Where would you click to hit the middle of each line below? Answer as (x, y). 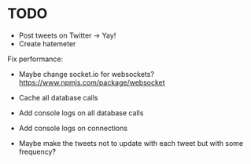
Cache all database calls (59, 97)
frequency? (37, 151)
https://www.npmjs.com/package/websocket (92, 82)
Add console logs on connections (73, 128)
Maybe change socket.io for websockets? (87, 74)
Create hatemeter (47, 43)
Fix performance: (35, 59)
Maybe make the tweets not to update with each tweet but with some (131, 143)
